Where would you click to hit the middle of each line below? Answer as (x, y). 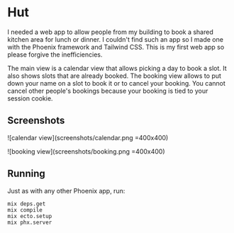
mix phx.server (30, 222)
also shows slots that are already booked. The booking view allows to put (115, 76)
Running (27, 174)
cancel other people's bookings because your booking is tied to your (108, 91)
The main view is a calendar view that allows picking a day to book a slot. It (117, 68)
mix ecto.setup (30, 216)
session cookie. (30, 98)
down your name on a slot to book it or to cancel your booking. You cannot (116, 83)
